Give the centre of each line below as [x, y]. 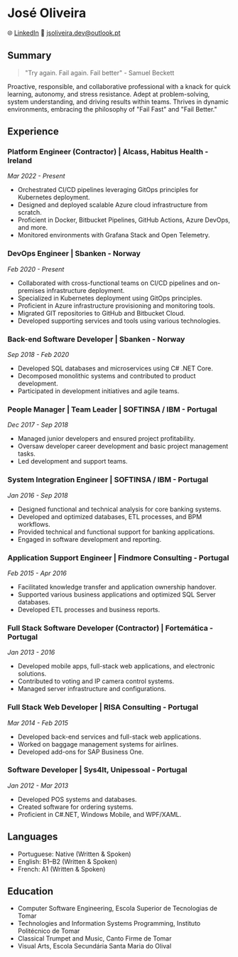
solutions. [32, 674]
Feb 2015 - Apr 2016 [37, 573]
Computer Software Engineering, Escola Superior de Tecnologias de [118, 909]
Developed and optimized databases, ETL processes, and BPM [110, 516]
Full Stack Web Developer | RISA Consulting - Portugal [103, 707]
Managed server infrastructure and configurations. [92, 689]
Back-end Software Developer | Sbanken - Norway [96, 339]
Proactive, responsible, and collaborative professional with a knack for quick [119, 86]
